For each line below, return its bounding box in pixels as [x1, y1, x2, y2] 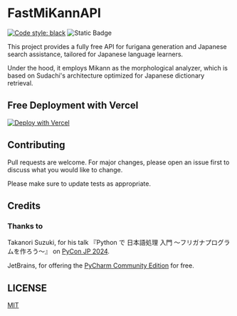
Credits [7, 199, 41, 211]
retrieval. [7, 78, 33, 87]
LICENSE [7, 282, 48, 294]
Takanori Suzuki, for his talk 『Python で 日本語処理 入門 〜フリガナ [7, 238, 206, 247]
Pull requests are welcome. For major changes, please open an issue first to [7, 158, 230, 167]
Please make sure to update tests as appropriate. [7, 179, 152, 188]
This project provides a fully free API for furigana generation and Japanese [7, 42, 227, 51]
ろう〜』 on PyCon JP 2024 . [26, 247, 110, 256]
